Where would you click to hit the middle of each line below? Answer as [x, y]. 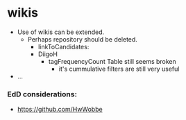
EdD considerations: [42, 94]
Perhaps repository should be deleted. [82, 39]
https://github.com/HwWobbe [60, 110]
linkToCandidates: [64, 46]
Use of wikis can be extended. [61, 32]
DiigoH [48, 54]
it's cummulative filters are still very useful [119, 69]
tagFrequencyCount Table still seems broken [112, 61]
